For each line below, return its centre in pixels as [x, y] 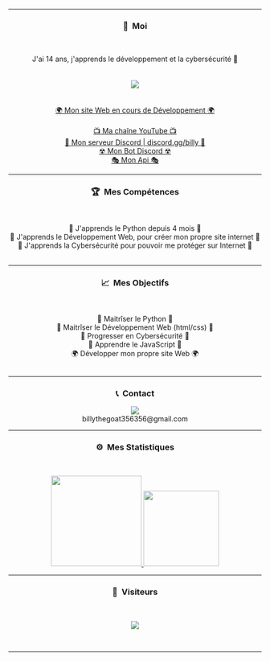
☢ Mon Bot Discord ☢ [135, 151]
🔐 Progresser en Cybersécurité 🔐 [135, 335]
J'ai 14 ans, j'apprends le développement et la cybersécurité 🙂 [135, 59]
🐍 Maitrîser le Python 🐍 [135, 318]
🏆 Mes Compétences [135, 192]
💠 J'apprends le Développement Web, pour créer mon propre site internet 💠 [135, 236]
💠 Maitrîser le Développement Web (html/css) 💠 [135, 327]
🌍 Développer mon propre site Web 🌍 [135, 353]
